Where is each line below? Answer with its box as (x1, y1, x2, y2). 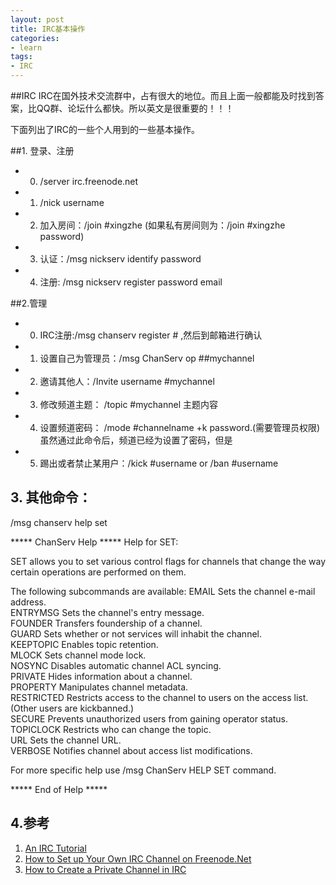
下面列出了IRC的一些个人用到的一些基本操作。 (10, 124, 200, 135)
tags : (10, 52, 33, 62)
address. (10, 596, 47, 608)
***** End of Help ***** (10, 783, 108, 795)
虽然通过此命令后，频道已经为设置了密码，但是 (39, 434, 233, 446)
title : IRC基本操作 (10, 24, 86, 34)
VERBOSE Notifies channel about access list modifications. (10, 744, 253, 756)
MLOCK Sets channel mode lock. (10, 649, 147, 661)
